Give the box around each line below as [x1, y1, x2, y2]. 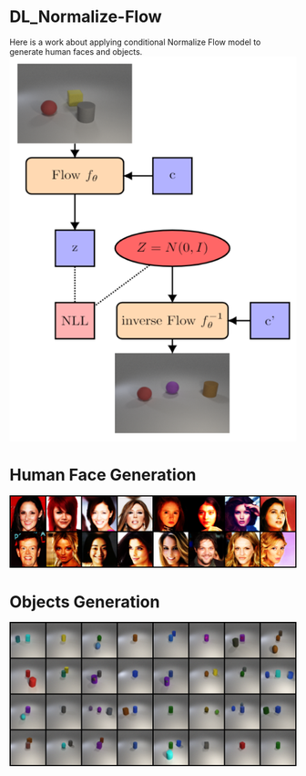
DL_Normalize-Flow [9, 6, 162, 27]
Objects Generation [9, 591, 160, 612]
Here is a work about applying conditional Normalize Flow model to [9, 36, 261, 47]
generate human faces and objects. [9, 46, 143, 57]
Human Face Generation [9, 465, 197, 485]
